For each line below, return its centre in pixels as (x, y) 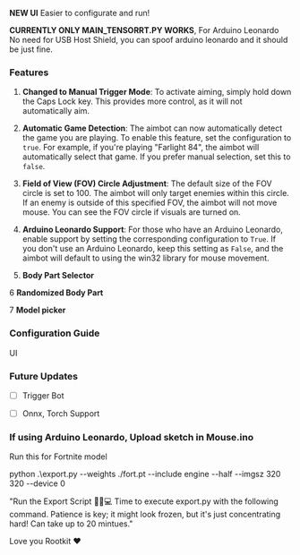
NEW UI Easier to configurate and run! (80, 13)
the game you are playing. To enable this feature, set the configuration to (157, 138)
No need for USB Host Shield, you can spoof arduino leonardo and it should (149, 40)
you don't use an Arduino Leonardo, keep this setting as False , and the (153, 249)
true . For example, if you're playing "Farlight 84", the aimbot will (141, 148)
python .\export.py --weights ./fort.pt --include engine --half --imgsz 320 (145, 474)
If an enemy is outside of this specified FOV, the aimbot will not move (150, 203)
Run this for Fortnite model (58, 457)
